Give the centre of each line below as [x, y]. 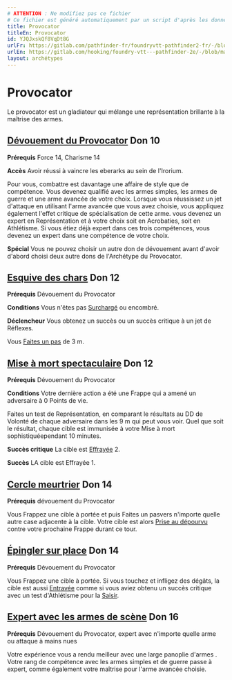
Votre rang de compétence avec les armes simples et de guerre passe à [110, 661]
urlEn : [17, 52]
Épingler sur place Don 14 [63, 551]
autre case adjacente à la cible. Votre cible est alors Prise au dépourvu [108, 521]
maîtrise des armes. [35, 119]
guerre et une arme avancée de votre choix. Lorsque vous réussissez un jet [115, 199]
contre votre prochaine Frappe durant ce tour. [72, 529]
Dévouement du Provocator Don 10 [84, 141]
